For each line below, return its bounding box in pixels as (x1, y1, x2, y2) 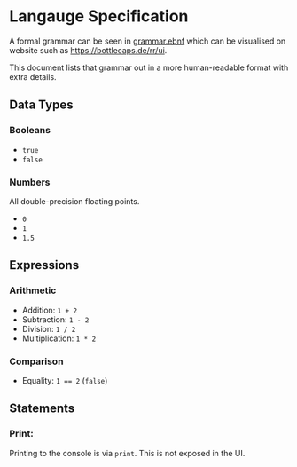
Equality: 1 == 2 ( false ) (21, 375, 108, 385)
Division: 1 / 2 (21, 323, 76, 334)
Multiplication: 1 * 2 (21, 333, 97, 344)
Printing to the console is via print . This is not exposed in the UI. (9, 447, 246, 458)
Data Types (9, 98, 74, 113)
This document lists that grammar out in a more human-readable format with (9, 62, 289, 73)
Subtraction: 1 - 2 (21, 313, 90, 325)
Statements (9, 401, 75, 416)
